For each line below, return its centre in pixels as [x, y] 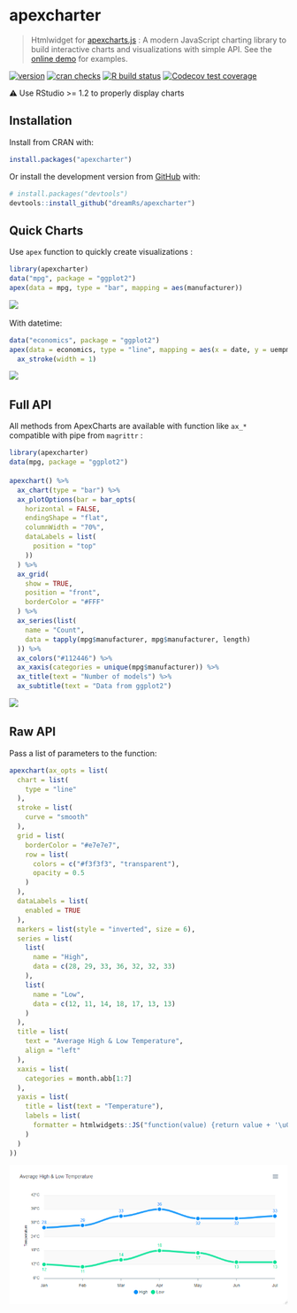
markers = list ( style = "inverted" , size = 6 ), [107, 929]
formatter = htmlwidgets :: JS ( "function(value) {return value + [152, 1125]
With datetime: [36, 323]
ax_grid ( [33, 574]
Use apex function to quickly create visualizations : [101, 252]
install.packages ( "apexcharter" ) [71, 159]
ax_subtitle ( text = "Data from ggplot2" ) [95, 687]
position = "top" [65, 546]
